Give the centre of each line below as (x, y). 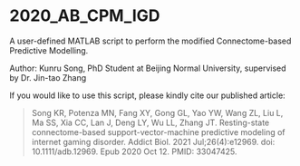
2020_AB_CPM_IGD (85, 16)
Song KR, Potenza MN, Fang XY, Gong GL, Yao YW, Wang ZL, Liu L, (157, 112)
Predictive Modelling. (49, 50)
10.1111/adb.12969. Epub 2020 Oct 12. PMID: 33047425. (134, 151)
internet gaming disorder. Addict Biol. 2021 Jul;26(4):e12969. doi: (153, 142)
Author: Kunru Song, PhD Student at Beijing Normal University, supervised (148, 68)
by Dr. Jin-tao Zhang (48, 77)
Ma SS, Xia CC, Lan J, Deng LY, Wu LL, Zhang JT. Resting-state (150, 122)
